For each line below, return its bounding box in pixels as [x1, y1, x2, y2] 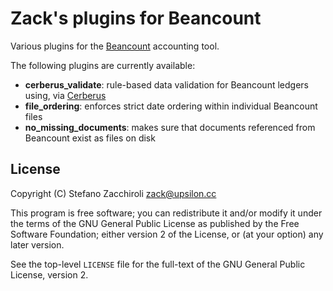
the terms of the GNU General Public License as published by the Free [10, 217, 300, 229]
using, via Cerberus [24, 89, 107, 101]
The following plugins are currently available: [10, 59, 196, 71]
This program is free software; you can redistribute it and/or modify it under [10, 207, 323, 219]
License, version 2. [10, 268, 89, 281]
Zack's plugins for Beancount [10, 7, 262, 30]
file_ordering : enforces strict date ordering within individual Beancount [24, 100, 318, 112]
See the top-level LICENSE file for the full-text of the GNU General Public [10, 258, 306, 270]
